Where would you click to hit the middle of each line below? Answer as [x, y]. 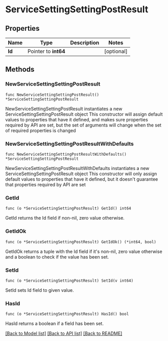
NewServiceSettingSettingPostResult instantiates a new [64, 109]
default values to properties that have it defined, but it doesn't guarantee [82, 179]
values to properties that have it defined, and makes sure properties [77, 119]
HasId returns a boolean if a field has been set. [54, 324]
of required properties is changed [41, 130]
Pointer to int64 [46, 51]
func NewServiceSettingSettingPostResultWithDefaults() [66, 154]
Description [85, 43]
